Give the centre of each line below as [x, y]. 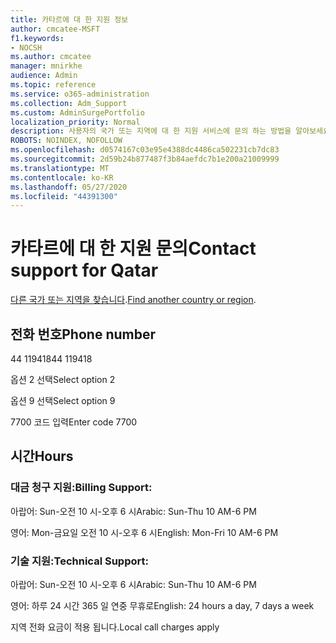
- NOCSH [26, 47]
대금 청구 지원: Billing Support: [81, 488]
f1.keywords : [37, 38]
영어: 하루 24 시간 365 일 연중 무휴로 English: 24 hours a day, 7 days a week [162, 605]
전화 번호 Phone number [83, 334]
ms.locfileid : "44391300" [64, 196]
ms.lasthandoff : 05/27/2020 [69, 187]
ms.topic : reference [53, 85]
